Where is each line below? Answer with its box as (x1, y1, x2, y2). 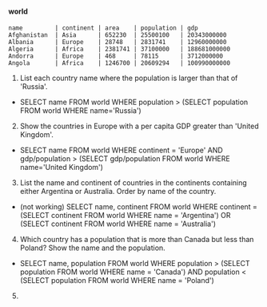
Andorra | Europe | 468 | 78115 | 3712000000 (8, 52, 224, 60)
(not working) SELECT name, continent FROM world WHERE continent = (19, 202, 258, 212)
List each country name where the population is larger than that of (19, 73, 238, 83)
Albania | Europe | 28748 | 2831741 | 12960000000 (8, 38, 227, 46)
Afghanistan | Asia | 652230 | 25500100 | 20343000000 (8, 31, 227, 39)
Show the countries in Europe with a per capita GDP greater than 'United (19, 121, 259, 131)
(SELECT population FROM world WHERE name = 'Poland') (19, 276, 214, 285)
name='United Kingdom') (19, 163, 104, 172)
